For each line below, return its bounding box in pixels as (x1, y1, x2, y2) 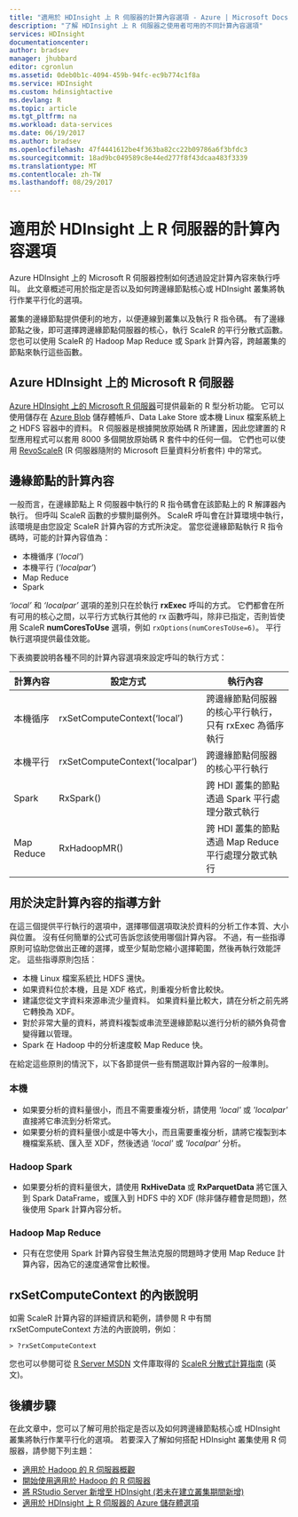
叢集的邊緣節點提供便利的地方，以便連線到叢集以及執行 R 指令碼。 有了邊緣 (9, 314, 286, 324)
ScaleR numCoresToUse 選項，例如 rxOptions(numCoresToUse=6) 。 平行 (19, 622, 282, 632)
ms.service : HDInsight (9, 79, 93, 88)
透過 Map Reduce (206, 836, 279, 848)
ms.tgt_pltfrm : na (9, 112, 77, 121)
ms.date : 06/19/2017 (9, 129, 86, 138)
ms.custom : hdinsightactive (9, 87, 114, 96)
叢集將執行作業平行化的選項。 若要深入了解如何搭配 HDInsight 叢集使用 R (9, 1434, 277, 1445)
